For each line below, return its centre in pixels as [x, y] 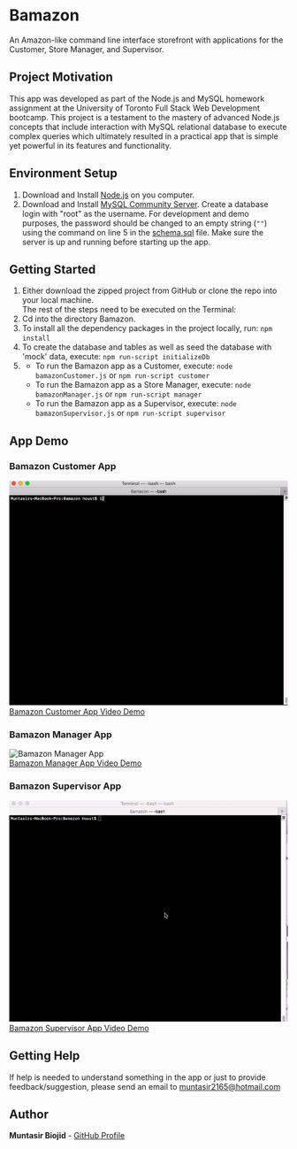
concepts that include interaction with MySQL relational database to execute [148, 127]
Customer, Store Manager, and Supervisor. [87, 49]
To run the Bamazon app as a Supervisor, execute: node [136, 404]
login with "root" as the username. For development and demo [135, 213]
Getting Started [53, 270]
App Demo [39, 440]
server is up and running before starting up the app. [116, 242]
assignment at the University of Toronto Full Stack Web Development [135, 108]
